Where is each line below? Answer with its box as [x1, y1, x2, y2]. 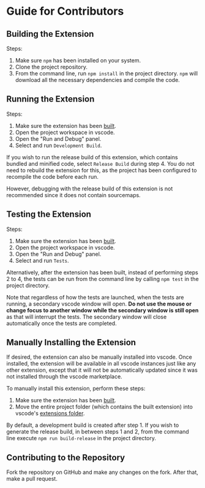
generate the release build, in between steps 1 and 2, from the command [6, 428, 190, 435]
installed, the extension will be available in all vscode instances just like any [6, 360, 196, 367]
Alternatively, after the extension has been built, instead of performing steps [6, 268, 199, 276]
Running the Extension [6, 94, 95, 105]
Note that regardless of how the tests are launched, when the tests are [6, 293, 184, 301]
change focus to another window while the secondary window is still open [6, 306, 199, 313]
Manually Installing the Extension [6, 337, 136, 348]
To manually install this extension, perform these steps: [6, 385, 146, 392]
